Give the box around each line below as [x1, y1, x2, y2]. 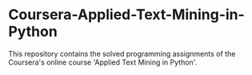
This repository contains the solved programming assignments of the [8, 49, 236, 58]
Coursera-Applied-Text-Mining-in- [8, 6, 246, 24]
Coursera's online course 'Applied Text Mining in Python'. [8, 57, 198, 67]
